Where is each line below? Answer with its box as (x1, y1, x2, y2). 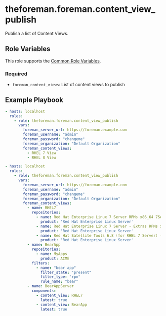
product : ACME (40, 256, 70, 261)
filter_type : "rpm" (40, 274, 81, 279)
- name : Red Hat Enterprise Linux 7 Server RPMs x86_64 (36, 214, 154, 220)
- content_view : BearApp (36, 302, 87, 307)
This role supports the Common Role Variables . (5, 58, 101, 64)
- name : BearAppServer (27, 284, 74, 289)
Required (5, 70, 28, 77)
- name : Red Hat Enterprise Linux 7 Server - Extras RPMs (36, 224, 158, 229)
